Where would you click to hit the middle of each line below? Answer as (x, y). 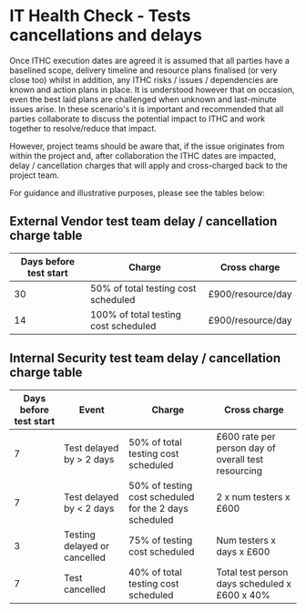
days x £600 (243, 551)
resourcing (239, 471)
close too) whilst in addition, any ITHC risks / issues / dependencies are (144, 79)
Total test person (252, 572)
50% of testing (161, 485)
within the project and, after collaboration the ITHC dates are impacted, (143, 155)
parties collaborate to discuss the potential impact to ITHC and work (138, 119)
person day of (246, 448)
